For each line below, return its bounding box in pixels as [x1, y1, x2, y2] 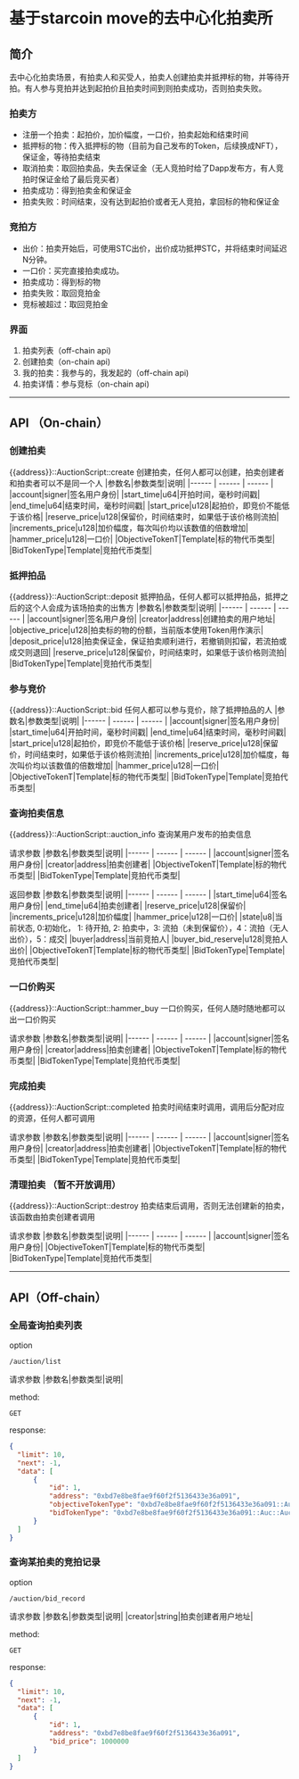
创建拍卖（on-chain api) [21, 356, 111, 367]
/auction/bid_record [9, 1594, 86, 1603]
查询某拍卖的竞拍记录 [9, 1556, 101, 1568]
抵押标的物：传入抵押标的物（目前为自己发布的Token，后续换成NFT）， [21, 140, 283, 152]
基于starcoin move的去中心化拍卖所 [9, 8, 273, 29]
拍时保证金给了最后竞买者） [21, 174, 125, 185]
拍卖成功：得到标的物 [21, 276, 101, 287]
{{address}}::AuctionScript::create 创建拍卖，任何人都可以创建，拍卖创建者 [9, 466, 285, 478]
